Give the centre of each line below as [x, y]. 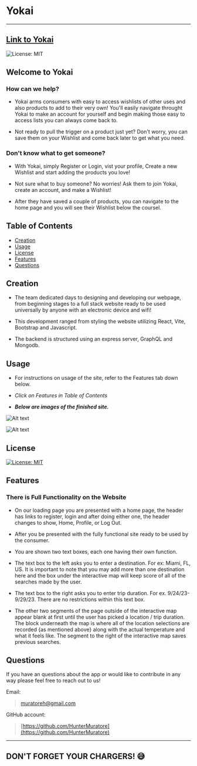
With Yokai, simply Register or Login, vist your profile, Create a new [96, 166]
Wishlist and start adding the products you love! [72, 172]
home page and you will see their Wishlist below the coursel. [88, 207]
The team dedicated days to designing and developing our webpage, [98, 298]
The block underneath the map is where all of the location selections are [102, 623]
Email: [13, 692]
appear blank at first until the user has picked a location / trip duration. [100, 617]
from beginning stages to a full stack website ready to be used [90, 304]
